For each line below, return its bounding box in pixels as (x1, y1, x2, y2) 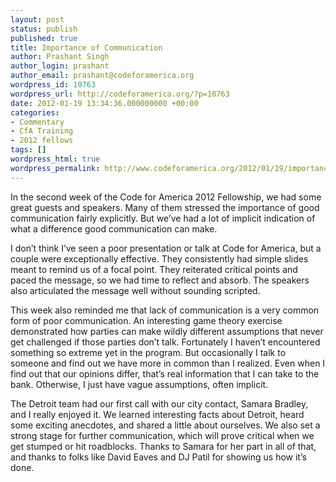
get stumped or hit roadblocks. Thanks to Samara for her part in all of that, (10, 440, 317, 452)
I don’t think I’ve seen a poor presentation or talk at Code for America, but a (10, 242, 322, 254)
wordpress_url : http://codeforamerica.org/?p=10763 (10, 89, 230, 99)
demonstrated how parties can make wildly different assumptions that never (10, 325, 324, 337)
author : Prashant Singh (10, 52, 110, 62)
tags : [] (10, 145, 47, 155)
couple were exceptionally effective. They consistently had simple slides (10, 252, 309, 265)
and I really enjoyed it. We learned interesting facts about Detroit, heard (10, 408, 305, 420)
